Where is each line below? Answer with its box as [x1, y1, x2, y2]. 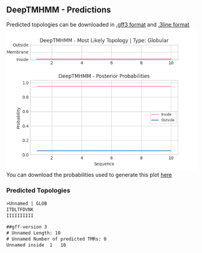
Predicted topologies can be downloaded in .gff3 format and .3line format [6, 21, 190, 28]
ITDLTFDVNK [6, 207, 34, 213]
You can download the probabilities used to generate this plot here [6, 171, 172, 178]
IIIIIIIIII [6, 213, 34, 219]
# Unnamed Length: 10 [6, 230, 61, 236]
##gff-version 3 [6, 224, 47, 230]
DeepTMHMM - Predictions [6, 5, 111, 15]
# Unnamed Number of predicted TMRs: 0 [6, 236, 107, 242]
